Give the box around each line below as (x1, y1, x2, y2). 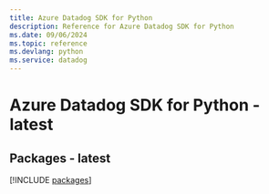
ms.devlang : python (9, 47, 84, 56)
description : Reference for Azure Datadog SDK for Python (9, 22, 234, 31)
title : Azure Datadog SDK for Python (9, 13, 153, 23)
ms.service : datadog (9, 56, 88, 65)
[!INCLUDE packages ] (9, 175, 92, 185)
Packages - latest (9, 150, 111, 166)
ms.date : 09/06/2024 (9, 30, 88, 39)
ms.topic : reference (9, 38, 88, 48)
